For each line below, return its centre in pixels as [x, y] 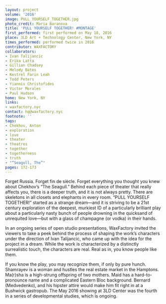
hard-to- [143, 275]
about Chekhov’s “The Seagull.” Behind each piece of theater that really [78, 187]
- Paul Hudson [20, 93]
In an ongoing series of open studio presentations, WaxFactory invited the [81, 228]
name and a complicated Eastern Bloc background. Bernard [89, 280]
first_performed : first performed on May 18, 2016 [58, 33]
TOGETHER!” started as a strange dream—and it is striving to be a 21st [77, 203]
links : [12, 103]
